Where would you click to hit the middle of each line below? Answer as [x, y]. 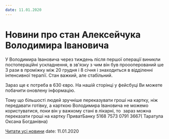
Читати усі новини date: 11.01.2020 [42, 131]
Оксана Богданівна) [26, 121]
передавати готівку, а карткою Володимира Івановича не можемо [77, 105]
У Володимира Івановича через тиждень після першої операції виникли [83, 59]
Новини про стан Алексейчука [73, 34]
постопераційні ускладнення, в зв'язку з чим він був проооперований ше [84, 64]
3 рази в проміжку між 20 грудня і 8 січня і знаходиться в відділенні [79, 70]
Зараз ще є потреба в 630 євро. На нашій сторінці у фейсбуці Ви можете [84, 85]
